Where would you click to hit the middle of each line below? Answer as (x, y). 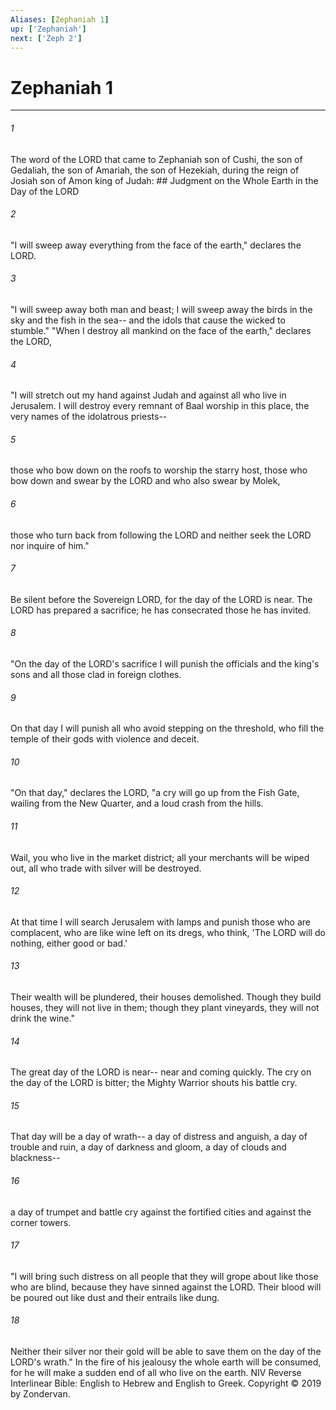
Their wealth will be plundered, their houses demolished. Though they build (166, 997)
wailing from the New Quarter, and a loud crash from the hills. (137, 803)
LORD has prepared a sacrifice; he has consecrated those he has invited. (161, 610)
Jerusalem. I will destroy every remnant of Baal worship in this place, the (160, 406)
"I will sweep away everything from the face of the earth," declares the (156, 245)
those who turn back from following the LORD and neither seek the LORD (161, 535)
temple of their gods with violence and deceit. (105, 739)
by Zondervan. (40, 1393)
